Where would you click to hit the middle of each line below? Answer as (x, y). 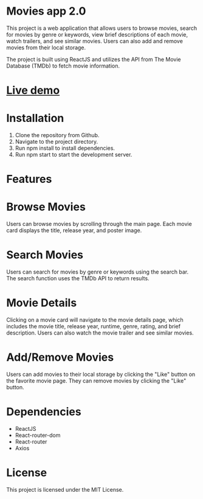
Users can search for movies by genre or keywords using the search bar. (98, 272)
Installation (35, 119)
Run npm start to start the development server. (74, 155)
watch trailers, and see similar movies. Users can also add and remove (95, 41)
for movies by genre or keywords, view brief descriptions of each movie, (97, 34)
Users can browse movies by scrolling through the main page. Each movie (99, 224)
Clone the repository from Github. (57, 135)
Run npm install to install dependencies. (65, 148)
